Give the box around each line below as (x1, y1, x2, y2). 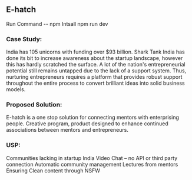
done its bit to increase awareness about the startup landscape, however (6, 55, 183, 62)
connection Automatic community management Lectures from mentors (6, 161, 178, 168)
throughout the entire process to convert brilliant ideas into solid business (6, 79, 186, 87)
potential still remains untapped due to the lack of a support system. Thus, (6, 67, 187, 74)
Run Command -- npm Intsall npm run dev (6, 20, 108, 27)
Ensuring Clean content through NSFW (6, 167, 100, 174)
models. (6, 86, 26, 93)
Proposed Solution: (6, 101, 62, 109)
